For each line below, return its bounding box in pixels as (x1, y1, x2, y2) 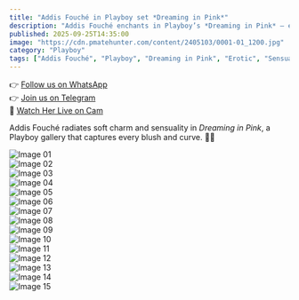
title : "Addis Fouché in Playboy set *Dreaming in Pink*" (9, 12, 229, 22)
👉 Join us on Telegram (9, 92, 96, 103)
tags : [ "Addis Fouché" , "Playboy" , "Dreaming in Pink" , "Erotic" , (9, 54, 261, 63)
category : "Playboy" (9, 46, 86, 55)
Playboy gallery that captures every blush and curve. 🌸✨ (9, 132, 215, 142)
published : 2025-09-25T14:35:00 (9, 29, 129, 38)
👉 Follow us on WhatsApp (9, 79, 109, 90)
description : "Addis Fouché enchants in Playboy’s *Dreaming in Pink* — (9, 21, 285, 30)
